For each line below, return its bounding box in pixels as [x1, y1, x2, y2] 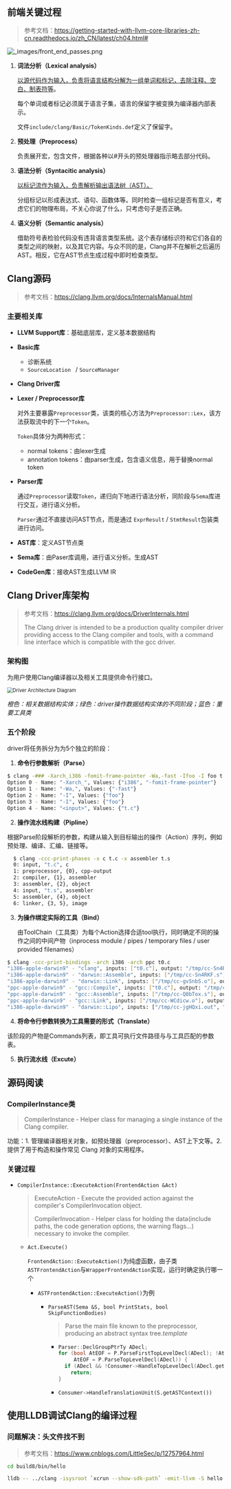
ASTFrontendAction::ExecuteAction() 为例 [37, 1289, 155, 1297]
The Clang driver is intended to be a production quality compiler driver [23, 623, 223, 632]
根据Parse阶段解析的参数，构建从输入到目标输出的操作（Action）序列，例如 [7, 833, 222, 841]
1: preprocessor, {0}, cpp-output [13, 868, 112, 875]
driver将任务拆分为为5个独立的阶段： [7, 744, 112, 753]
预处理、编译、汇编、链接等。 [7, 841, 91, 849]
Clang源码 [7, 273, 52, 284]
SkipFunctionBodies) [47, 1309, 107, 1317]
